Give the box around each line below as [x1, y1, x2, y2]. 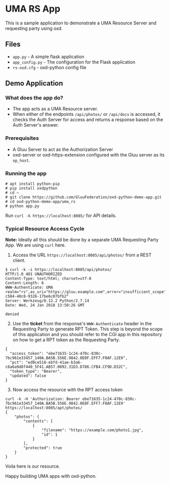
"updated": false [10, 373, 47, 379]
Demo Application [5, 79, 63, 88]
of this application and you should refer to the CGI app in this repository [12, 331, 162, 338]
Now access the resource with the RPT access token [12, 387, 123, 393]
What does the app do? [5, 95, 63, 102]
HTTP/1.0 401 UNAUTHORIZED [5, 271, 62, 277]
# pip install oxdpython [5, 186, 58, 191]
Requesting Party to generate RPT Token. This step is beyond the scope [12, 326, 163, 332]
